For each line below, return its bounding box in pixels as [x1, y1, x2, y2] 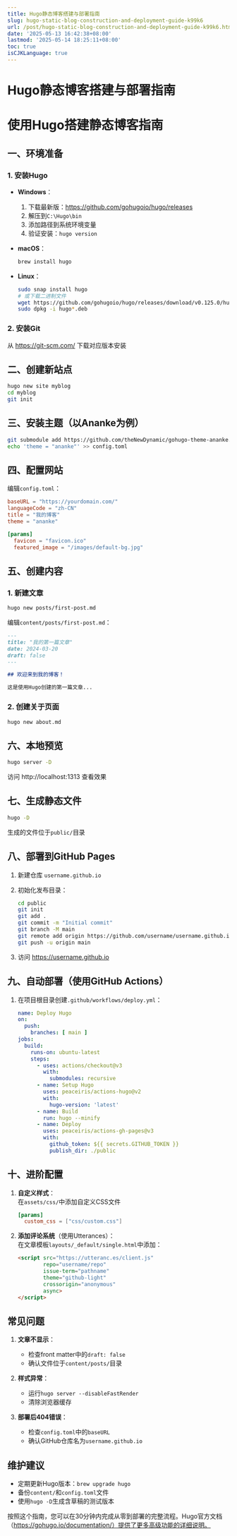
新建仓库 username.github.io [17, 871, 102, 879]
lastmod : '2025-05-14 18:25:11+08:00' [7, 37, 121, 44]
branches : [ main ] [30, 1029, 88, 1036]
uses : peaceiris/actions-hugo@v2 [43, 1088, 142, 1096]
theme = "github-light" [43, 1274, 107, 1281]
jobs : [17, 1036, 34, 1043]
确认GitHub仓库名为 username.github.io [28, 1437, 143, 1445]
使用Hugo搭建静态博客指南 [7, 117, 164, 133]
